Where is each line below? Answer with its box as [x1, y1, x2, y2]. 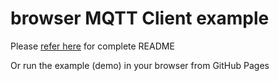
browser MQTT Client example [10, 7, 270, 30]
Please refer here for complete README [10, 40, 175, 52]
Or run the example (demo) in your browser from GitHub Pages [10, 59, 270, 71]
